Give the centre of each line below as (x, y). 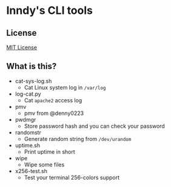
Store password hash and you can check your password (94, 126)
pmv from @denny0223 (54, 113)
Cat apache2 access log (53, 100)
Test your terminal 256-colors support (72, 177)
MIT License (22, 47)
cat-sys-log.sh (33, 81)
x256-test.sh (31, 171)
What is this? (32, 66)
